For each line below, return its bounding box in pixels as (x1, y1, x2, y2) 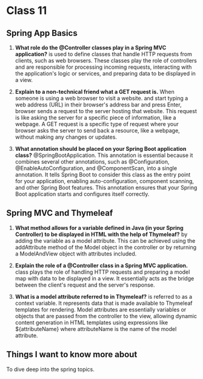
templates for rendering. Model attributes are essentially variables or (15, 305, 187, 313)
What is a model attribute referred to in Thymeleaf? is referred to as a (15, 293, 193, 300)
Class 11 (6, 4, 47, 18)
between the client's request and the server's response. (15, 281, 156, 288)
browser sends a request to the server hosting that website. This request (15, 108, 197, 114)
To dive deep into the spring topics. (6, 366, 95, 373)
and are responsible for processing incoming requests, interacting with (15, 63, 192, 71)
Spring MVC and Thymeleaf (6, 208, 113, 218)
